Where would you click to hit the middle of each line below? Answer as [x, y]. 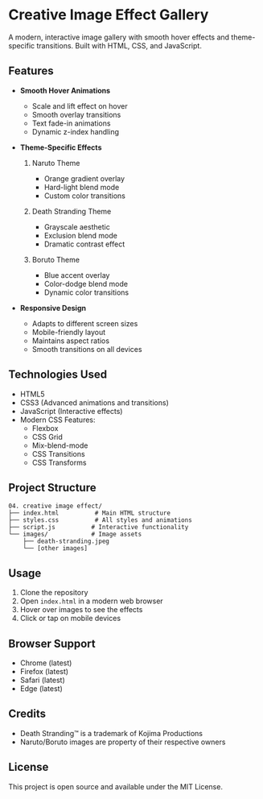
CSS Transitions [59, 453]
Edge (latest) [41, 689]
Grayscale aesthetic [77, 226]
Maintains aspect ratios [71, 341]
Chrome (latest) [46, 663]
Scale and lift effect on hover [80, 106]
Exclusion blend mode [81, 235]
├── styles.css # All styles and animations [101, 520]
